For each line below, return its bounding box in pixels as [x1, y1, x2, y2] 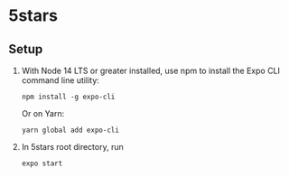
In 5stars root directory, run [21, 142, 124, 152]
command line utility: [21, 75, 100, 86]
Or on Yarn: [21, 108, 65, 118]
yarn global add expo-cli [21, 126, 119, 135]
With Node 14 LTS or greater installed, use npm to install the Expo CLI [21, 65, 281, 76]
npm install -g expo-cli [21, 92, 116, 101]
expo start [21, 159, 63, 168]
